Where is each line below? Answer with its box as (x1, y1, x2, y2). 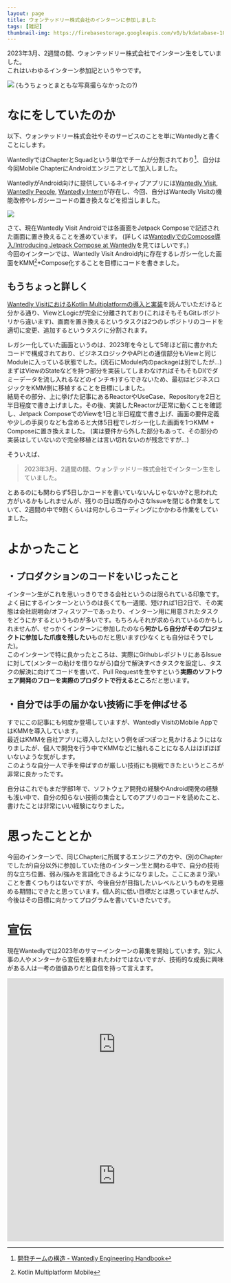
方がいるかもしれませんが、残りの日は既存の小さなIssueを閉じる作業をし (7, 497, 214, 505)
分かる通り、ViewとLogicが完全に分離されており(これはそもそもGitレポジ (7, 308, 215, 317)
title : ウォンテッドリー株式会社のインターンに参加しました (7, 17, 157, 23)
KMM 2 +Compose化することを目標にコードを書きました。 (19, 257, 184, 266)
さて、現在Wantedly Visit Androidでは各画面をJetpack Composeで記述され (7, 224, 220, 232)
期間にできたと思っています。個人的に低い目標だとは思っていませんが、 (19, 888, 223, 896)
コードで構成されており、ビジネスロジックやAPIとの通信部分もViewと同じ (7, 349, 217, 358)
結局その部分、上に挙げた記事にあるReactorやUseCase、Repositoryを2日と (7, 393, 222, 401)
